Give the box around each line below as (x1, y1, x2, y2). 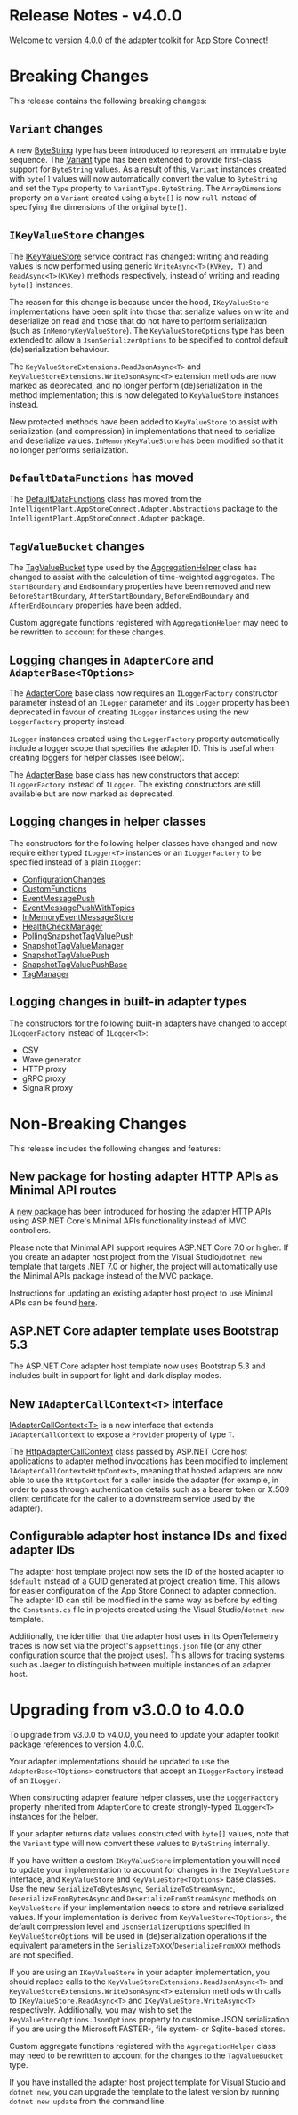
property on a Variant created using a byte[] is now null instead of (9, 192, 258, 203)
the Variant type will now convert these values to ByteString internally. (9, 1837, 270, 1848)
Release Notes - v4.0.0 (9, 5, 182, 26)
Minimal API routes (9, 1183, 117, 1198)
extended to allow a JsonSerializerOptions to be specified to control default (9, 335, 289, 345)
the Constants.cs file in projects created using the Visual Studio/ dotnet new (9, 1603, 285, 1615)
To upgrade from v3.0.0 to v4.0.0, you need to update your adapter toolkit (9, 1729, 279, 1740)
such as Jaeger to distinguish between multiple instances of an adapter (9, 1659, 271, 1669)
